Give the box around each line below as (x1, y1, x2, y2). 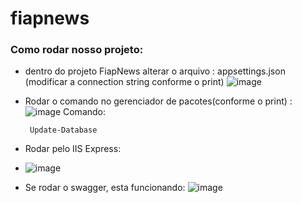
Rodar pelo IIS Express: (24, 143, 122, 155)
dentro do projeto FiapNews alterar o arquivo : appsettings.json (24, 65, 286, 77)
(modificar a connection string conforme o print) (24, 76, 225, 88)
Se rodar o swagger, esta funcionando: (24, 182, 186, 194)
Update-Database (29, 125, 98, 136)
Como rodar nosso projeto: (10, 43, 144, 57)
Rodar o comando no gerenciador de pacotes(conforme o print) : (24, 95, 293, 107)
